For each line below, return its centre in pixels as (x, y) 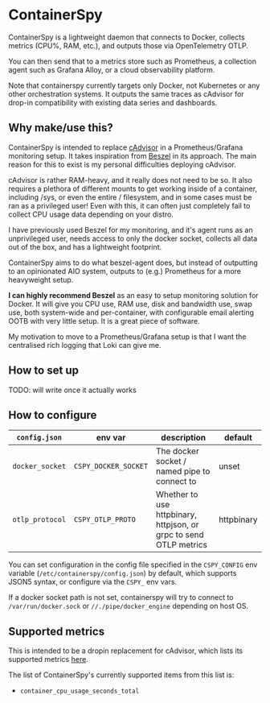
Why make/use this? (61, 128)
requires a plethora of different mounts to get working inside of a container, (133, 188)
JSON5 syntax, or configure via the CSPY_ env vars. (93, 582)
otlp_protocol (39, 520)
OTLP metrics (181, 545)
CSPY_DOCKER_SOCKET (111, 466)
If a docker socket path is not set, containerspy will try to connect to (121, 598)
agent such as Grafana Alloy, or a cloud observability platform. (112, 69)
